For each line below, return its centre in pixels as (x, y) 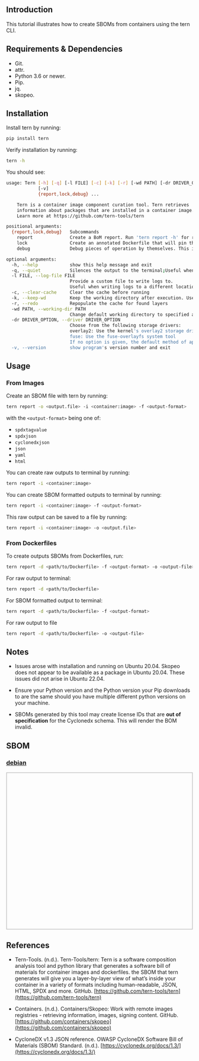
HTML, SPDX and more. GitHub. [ (55, 991)
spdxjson (25, 436)
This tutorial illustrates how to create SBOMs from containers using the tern (98, 24)
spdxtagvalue (31, 430)
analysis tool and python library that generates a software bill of (92, 965)
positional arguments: (34, 227)
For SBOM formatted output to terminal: (54, 600)
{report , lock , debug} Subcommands (55, 232)
